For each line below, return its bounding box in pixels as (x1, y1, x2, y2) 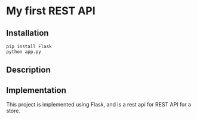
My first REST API (6, 4, 96, 18)
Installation (6, 28, 49, 38)
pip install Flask (6, 43, 52, 49)
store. (6, 107, 21, 114)
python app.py (6, 49, 42, 55)
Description (6, 65, 51, 75)
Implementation (6, 85, 67, 95)
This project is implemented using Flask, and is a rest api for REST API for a (6, 101, 192, 108)
